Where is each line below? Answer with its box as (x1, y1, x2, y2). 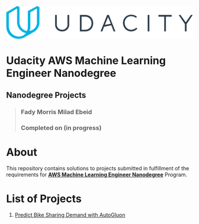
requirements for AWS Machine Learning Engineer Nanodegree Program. (6, 171, 188, 178)
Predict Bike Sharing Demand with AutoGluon (14, 212, 126, 219)
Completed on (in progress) (20, 124, 102, 132)
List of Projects (6, 192, 82, 205)
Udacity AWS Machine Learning (6, 54, 166, 67)
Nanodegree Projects (6, 90, 86, 100)
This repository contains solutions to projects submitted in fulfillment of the (6, 165, 190, 172)
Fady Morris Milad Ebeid (20, 108, 92, 116)
